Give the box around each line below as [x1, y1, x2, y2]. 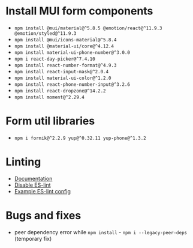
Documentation [14, 175, 53, 182]
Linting [5, 155, 41, 169]
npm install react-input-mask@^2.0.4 [14, 68, 109, 74]
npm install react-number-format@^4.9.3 [14, 62, 117, 68]
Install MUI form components [5, 4, 153, 18]
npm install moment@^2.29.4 [14, 94, 85, 100]
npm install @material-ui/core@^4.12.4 [14, 43, 114, 49]
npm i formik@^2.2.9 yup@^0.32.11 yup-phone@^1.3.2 [14, 135, 146, 141]
